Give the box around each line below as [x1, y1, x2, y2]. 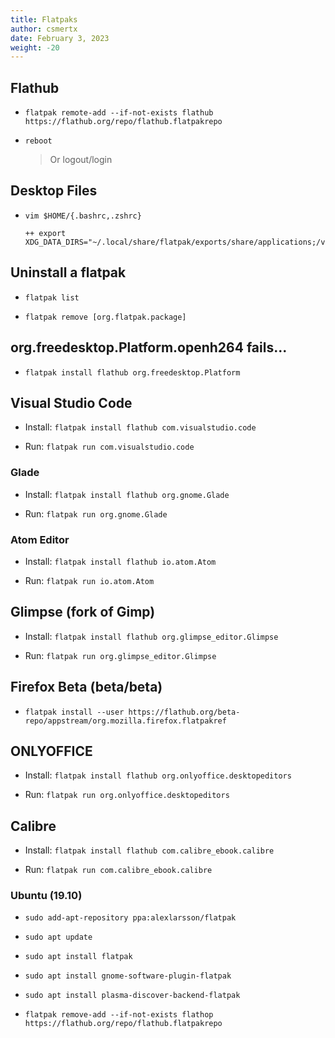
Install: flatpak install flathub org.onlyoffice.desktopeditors [24, 769, 292, 781]
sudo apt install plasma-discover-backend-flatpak [24, 991, 241, 1001]
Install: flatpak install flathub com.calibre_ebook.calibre [24, 844, 275, 856]
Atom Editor [10, 532, 70, 546]
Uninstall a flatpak [10, 264, 127, 281]
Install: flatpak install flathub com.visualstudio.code [24, 421, 257, 433]
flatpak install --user [24, 707, 125, 717]
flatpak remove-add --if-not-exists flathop [24, 1010, 214, 1020]
